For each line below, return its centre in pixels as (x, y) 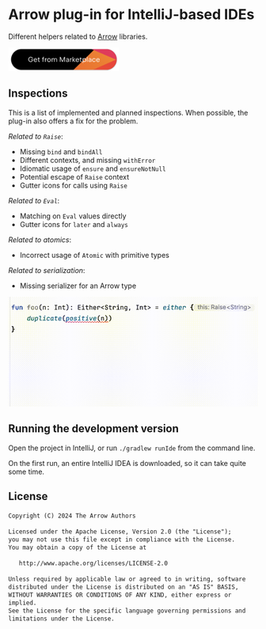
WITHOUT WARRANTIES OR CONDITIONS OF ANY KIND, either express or (120, 595)
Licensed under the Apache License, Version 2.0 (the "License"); (120, 532)
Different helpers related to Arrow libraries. (78, 36)
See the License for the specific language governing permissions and (127, 611)
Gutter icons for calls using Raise (74, 185)
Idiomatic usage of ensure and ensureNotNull (93, 169)
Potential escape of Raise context (74, 176)
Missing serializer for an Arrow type (78, 286)
